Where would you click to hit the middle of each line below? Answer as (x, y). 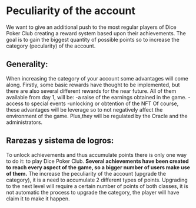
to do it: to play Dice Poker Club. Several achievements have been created (98, 161)
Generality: (27, 64)
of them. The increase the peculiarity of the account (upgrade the (86, 173)
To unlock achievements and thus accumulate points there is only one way (97, 155)
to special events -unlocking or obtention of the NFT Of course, (102, 103)
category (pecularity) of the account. (51, 46)
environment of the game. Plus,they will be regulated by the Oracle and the (97, 116)
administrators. (24, 122)
